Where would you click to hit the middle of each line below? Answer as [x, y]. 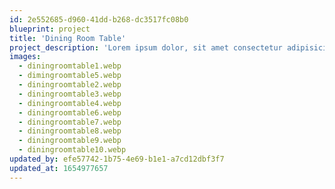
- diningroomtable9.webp [70, 141]
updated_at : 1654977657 [59, 168]
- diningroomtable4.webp [70, 103]
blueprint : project [50, 29]
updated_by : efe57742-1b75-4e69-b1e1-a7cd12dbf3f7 [117, 159]
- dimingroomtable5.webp [70, 76]
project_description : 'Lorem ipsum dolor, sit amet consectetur [146, 47]
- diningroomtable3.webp [70, 94]
